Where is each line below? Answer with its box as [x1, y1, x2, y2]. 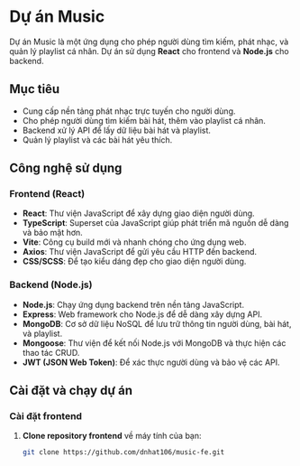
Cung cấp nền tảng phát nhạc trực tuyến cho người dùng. [22, 106, 236, 116]
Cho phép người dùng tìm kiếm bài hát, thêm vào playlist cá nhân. [22, 115, 266, 126]
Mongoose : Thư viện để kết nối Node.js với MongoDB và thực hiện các [22, 337, 286, 349]
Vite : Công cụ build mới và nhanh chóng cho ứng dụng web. [22, 237, 247, 247]
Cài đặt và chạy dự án [9, 383, 133, 398]
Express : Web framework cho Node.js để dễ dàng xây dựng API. [22, 309, 263, 320]
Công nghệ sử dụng [9, 161, 123, 176]
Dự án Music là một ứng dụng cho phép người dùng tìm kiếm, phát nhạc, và [9, 36, 289, 47]
